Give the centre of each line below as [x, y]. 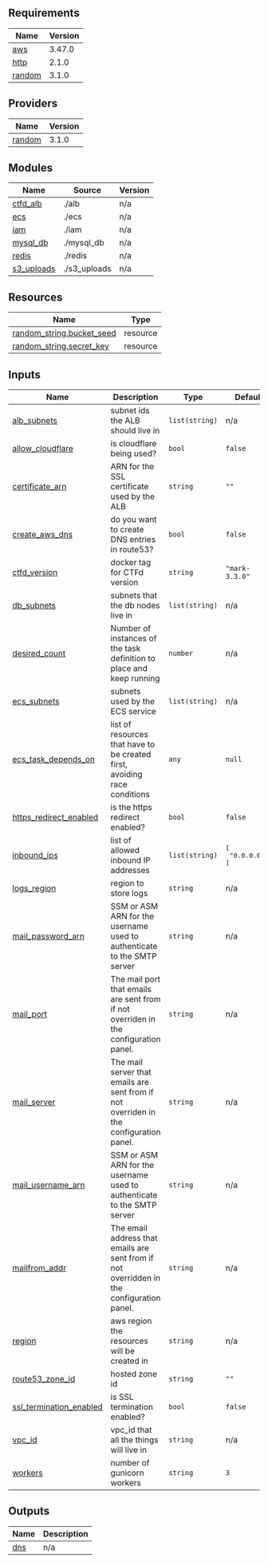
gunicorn [128, 1473]
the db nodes [135, 605]
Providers [33, 104]
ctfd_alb [27, 204]
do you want [134, 520]
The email [129, 1228]
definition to [133, 659]
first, [119, 764]
